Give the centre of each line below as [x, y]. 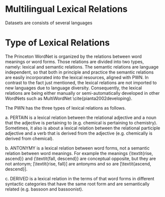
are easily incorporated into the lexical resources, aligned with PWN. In [77, 77]
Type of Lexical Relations [57, 43]
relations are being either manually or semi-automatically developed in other [82, 93]
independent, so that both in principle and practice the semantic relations [80, 72]
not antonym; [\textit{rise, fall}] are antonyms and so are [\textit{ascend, [78, 163]
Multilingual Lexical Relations [66, 9]
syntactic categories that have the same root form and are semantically [77, 184]
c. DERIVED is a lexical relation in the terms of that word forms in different [80, 178]
